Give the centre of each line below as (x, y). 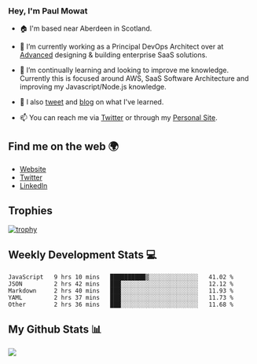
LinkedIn (33, 186)
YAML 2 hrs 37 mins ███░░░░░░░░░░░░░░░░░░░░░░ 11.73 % (121, 297)
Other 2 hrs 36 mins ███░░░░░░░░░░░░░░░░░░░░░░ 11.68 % (121, 304)
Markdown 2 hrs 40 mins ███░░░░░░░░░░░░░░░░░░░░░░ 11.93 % (121, 291)
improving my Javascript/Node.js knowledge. (93, 87)
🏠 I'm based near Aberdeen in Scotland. (86, 28)
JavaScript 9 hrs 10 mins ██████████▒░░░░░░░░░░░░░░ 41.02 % (121, 277)
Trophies (31, 211)
